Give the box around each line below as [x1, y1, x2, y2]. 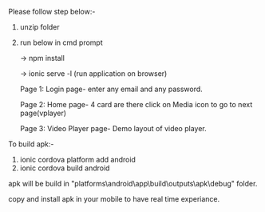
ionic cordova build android [19, 163, 110, 173]
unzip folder [19, 22, 60, 31]
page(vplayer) [19, 108, 66, 118]
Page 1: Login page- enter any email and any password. [19, 84, 204, 94]
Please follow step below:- [8, 7, 96, 16]
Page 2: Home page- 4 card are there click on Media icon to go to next [19, 100, 253, 109]
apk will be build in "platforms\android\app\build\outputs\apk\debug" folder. [8, 179, 258, 188]
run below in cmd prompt [19, 38, 104, 47]
